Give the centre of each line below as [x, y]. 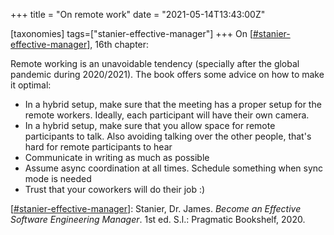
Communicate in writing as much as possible [117, 157]
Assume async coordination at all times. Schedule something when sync [174, 168]
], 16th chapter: [118, 44]
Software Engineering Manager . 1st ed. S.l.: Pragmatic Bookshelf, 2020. [158, 219]
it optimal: [31, 85]
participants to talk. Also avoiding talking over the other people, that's [168, 136]
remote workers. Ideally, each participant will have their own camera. [167, 115]
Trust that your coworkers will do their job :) [115, 189]
